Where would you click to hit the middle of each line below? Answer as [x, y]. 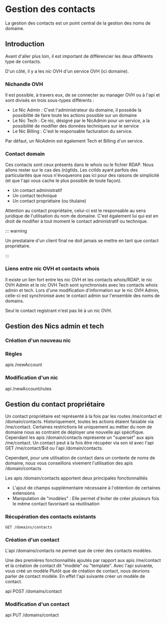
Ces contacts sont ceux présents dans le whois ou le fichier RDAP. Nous [80, 165]
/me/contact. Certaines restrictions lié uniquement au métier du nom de [79, 427]
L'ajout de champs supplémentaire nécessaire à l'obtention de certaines [86, 488]
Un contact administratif [37, 190]
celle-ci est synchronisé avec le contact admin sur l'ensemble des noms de [83, 295]
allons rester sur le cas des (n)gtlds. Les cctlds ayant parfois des [72, 170]
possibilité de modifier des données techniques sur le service [76, 126]
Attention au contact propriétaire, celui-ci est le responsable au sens [76, 210]
